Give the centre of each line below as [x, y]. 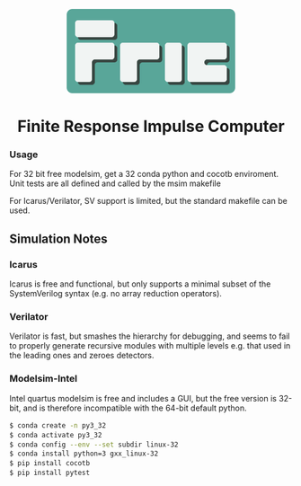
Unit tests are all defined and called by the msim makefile [115, 183]
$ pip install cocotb [50, 464]
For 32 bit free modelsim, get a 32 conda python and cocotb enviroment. [144, 174]
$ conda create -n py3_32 [58, 425]
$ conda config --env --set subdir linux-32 [94, 445]
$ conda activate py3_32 [56, 435]
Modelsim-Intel [44, 379]
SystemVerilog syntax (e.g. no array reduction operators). [116, 294]
